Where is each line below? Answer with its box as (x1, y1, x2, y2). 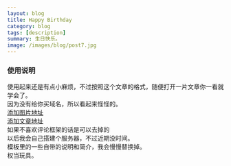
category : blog (7, 23, 51, 29)
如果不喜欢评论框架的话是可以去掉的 (7, 126, 110, 134)
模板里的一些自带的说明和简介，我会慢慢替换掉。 (7, 143, 146, 151)
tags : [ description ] (7, 29, 67, 36)
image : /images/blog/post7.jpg (7, 42, 97, 49)
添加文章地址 (7, 117, 43, 126)
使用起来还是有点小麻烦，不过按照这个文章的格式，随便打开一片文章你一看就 (7, 83, 224, 91)
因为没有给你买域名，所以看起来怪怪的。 (7, 100, 122, 108)
